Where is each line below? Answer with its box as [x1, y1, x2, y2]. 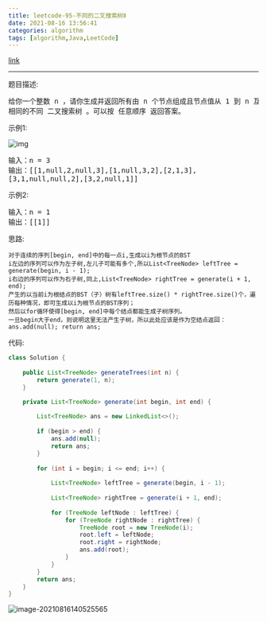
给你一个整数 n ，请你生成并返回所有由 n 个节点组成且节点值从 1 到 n [8, 97, 250, 106]
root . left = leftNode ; [79, 531, 155, 539]
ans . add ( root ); [79, 546, 130, 554]
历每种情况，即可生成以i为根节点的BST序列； [8, 299, 135, 307]
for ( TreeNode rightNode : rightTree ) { [64, 516, 201, 524]
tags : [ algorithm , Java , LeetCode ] [8, 33, 119, 42]
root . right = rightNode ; [79, 538, 161, 546]
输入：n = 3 [8, 156, 51, 165]
